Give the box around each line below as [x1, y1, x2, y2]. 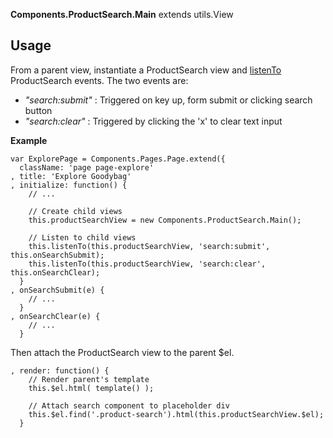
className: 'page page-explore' [19, 162, 155, 173]
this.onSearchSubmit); [10, 250, 105, 260]
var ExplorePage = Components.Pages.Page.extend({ [10, 154, 226, 164]
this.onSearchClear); [10, 267, 101, 278]
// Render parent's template [28, 374, 150, 384]
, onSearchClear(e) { [10, 311, 101, 321]
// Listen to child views [28, 232, 137, 243]
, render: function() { [10, 365, 110, 376]
